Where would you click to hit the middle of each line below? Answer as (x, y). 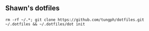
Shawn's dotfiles (33, 8)
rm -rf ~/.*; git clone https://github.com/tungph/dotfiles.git (75, 19)
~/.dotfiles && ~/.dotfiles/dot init (45, 24)
